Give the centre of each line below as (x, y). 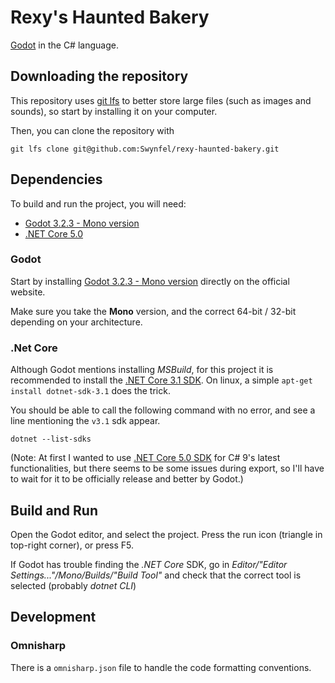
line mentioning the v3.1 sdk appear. (85, 421)
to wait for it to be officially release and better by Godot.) (127, 479)
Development (53, 617)
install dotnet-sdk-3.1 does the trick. (90, 391)
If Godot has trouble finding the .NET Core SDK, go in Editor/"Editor (149, 564)
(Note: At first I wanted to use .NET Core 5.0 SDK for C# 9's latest (145, 458)
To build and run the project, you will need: (98, 203)
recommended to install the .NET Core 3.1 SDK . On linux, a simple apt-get (161, 380)
